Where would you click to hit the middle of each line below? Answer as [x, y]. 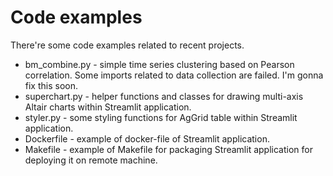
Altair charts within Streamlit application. [108, 107]
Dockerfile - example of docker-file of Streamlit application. [147, 138]
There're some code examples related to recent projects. [127, 45]
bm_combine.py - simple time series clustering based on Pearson [159, 64]
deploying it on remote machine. [91, 160]
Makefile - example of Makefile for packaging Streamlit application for [168, 149]
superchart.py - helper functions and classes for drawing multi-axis [164, 96]
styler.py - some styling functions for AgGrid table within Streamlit [161, 117]
